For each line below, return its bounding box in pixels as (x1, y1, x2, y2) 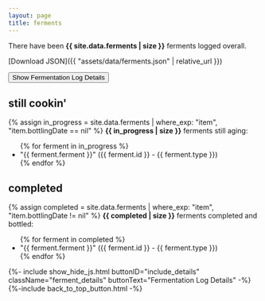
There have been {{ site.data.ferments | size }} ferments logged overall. (8, 41, 247, 50)
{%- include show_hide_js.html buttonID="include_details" (8, 267, 201, 276)
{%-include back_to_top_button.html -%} (8, 284, 143, 294)
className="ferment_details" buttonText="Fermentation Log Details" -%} (8, 276, 251, 285)
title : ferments (8, 19, 62, 27)
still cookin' (8, 96, 68, 110)
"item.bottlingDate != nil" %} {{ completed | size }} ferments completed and (8, 211, 258, 221)
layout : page (8, 11, 52, 20)
